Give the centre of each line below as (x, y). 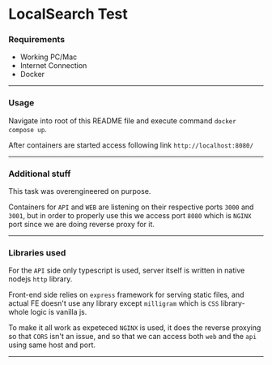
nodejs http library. (40, 279)
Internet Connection (53, 66)
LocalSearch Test (68, 14)
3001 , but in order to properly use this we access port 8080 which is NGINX (130, 216)
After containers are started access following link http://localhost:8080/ (131, 145)
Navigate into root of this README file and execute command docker (122, 120)
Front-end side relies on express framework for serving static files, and (126, 295)
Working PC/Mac (49, 57)
